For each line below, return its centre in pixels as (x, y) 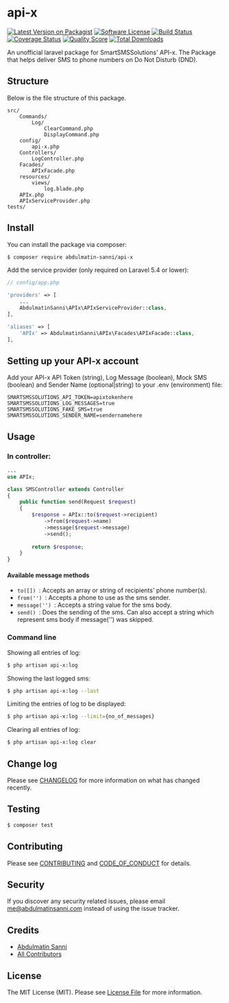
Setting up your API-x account (73, 361)
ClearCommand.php (69, 129)
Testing (24, 809)
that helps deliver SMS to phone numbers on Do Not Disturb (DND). (102, 59)
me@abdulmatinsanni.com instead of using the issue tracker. (93, 909)
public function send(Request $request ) (78, 502)
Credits (23, 930)
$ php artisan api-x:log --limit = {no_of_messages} (81, 717)
